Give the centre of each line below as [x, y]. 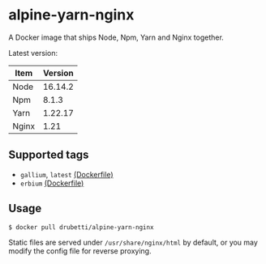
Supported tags [49, 155]
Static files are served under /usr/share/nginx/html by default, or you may [133, 242]
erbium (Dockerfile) [52, 183]
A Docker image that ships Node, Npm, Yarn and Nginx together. [116, 37]
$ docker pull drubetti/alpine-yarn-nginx [81, 227]
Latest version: [33, 53]
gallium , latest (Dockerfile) [66, 174]
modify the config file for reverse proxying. [80, 251]
